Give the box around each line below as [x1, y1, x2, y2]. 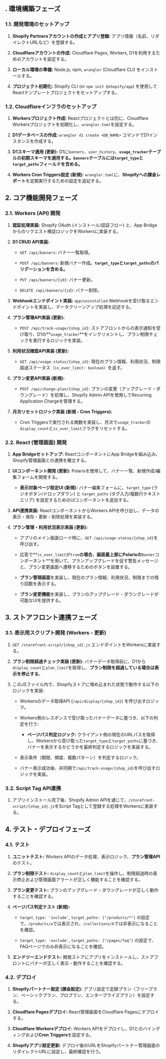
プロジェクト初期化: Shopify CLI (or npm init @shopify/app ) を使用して [12, 83, 158, 89]
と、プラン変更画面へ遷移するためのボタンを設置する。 [19, 564, 133, 570]
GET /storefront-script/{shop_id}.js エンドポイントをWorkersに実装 [12, 642, 157, 647]
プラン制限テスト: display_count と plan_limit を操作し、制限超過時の [12, 870, 154, 876]
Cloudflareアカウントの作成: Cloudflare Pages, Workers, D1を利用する [12, 50, 156, 56]
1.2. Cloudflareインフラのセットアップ [5, 103, 97, 110]
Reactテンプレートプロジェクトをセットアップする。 [12, 89, 120, 95]
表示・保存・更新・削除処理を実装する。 [12, 514, 95, 520]
